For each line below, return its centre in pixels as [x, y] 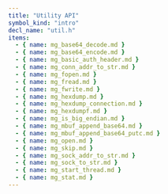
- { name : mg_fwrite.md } [58, 89]
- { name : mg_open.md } [54, 141]
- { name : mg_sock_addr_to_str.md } [75, 155]
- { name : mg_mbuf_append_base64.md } [79, 126]
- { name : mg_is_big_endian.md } [70, 119]
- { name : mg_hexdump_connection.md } [79, 104]
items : [19, 38]
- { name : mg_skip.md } [54, 148]
